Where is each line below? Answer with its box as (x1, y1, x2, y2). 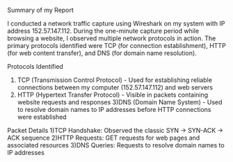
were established (17, 113, 67, 121)
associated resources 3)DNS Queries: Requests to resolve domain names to (7, 141, 225, 149)
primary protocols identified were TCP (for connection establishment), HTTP (7, 42, 226, 49)
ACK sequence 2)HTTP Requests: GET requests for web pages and (7, 133, 200, 142)
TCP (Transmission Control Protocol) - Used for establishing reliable (17, 76, 212, 84)
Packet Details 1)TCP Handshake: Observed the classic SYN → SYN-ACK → (7, 127, 224, 134)
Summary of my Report (7, 6, 74, 14)
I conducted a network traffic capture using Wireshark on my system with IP (7, 19, 225, 27)
